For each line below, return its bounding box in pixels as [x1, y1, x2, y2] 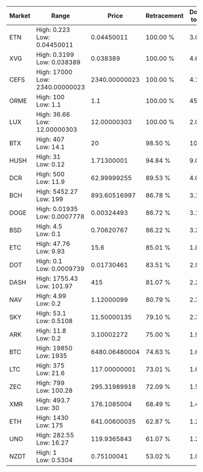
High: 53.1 [36, 309, 66, 317]
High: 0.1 [36, 257, 62, 265]
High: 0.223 [36, 25, 71, 34]
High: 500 [36, 170, 65, 178]
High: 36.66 [36, 110, 71, 119]
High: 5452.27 [36, 188, 79, 195]
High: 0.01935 [36, 205, 79, 213]
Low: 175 [36, 421, 63, 429]
